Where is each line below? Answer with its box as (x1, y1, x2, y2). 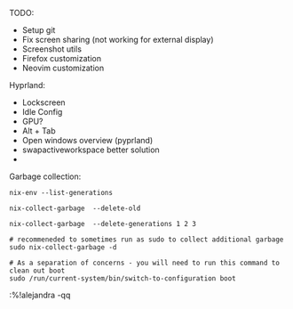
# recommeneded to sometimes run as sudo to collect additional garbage (9, 235, 284, 244)
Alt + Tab (21, 126, 56, 136)
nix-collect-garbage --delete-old (9, 204, 141, 213)
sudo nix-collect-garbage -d (9, 243, 117, 252)
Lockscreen (21, 97, 66, 108)
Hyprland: (9, 80, 46, 90)
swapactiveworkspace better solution (21, 144, 160, 155)
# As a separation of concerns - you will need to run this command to (9, 258, 280, 267)
